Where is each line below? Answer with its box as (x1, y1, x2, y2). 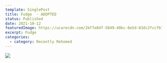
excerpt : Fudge (5, 30, 37, 35)
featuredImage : (5, 26, 37, 31)
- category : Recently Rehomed (9, 39, 72, 44)
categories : (5, 35, 30, 40)
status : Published (5, 16, 43, 21)
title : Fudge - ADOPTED (5, 12, 57, 17)
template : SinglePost (5, 7, 50, 12)
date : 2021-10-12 (5, 21, 41, 26)
